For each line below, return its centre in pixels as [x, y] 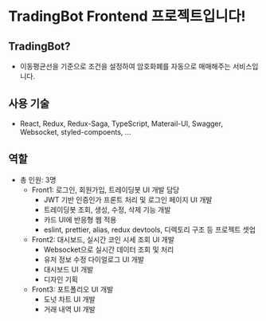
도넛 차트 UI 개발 [69, 299]
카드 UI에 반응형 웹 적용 [80, 219]
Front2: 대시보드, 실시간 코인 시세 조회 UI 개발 [103, 239]
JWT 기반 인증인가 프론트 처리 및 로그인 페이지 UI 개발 [128, 199]
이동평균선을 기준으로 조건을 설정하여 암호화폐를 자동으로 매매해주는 [125, 66]
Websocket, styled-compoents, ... [75, 131]
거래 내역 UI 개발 [69, 309]
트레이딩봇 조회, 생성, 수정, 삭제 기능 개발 [107, 209]
